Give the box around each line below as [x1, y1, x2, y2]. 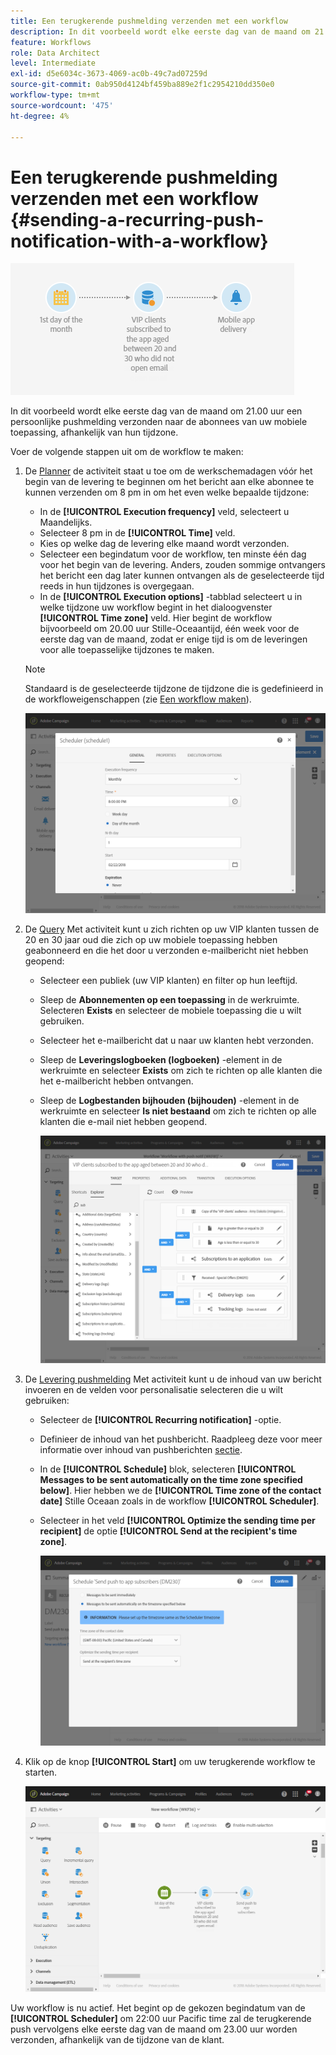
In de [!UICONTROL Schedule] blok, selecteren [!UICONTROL [39, 1463, 297, 1475]
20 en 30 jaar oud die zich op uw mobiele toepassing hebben [24, 934, 278, 946]
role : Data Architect [10, 48, 101, 58]
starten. [24, 1766, 58, 1778]
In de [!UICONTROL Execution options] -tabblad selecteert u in [39, 591, 303, 603]
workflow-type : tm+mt [10, 90, 101, 100]
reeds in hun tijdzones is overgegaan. [39, 580, 195, 592]
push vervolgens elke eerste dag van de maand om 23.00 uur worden [10, 2023, 298, 2035]
